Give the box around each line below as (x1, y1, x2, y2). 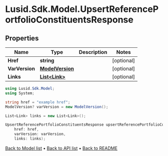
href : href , (14, 127, 39, 132)
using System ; (5, 91, 35, 96)
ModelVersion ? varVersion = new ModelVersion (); (5, 104, 108, 109)
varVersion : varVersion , (14, 132, 66, 137)
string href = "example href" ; (5, 100, 70, 105)
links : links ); (14, 136, 46, 141)
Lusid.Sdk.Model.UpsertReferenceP (5, 3, 159, 15)
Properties (5, 34, 39, 42)
